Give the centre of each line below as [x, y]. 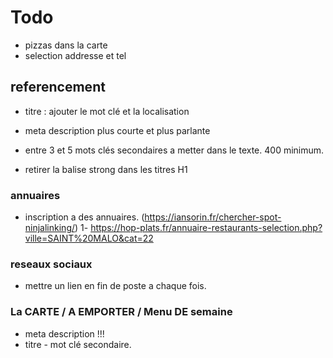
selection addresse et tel [75, 55]
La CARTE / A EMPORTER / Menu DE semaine [121, 312]
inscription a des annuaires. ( [84, 217]
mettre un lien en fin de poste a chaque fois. [115, 286]
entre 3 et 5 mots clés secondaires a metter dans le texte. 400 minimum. [174, 150]
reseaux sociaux [51, 264]
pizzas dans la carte [66, 45]
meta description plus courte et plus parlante [117, 130]
